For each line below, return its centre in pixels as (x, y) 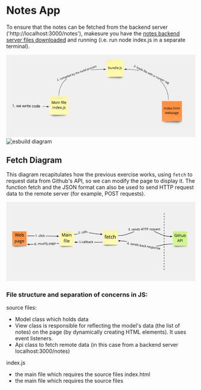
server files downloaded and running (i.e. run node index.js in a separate (96, 40)
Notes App (33, 10)
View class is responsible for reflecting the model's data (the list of (97, 326)
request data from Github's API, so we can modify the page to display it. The (101, 181)
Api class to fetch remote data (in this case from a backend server (97, 345)
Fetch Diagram (34, 160)
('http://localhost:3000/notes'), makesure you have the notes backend (93, 33)
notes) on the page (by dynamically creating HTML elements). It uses (100, 332)
